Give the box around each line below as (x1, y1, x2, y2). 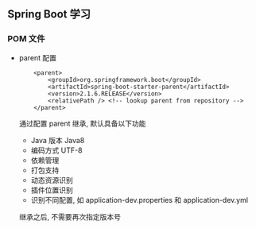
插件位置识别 (30, 185, 73, 195)
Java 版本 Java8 (30, 135, 85, 145)
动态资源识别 (30, 175, 73, 184)
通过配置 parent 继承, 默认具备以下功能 (18, 118, 146, 128)
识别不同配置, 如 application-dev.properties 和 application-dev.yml (30, 195, 248, 204)
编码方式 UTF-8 (30, 146, 83, 155)
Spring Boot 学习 (7, 7, 91, 21)
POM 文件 (7, 33, 45, 45)
